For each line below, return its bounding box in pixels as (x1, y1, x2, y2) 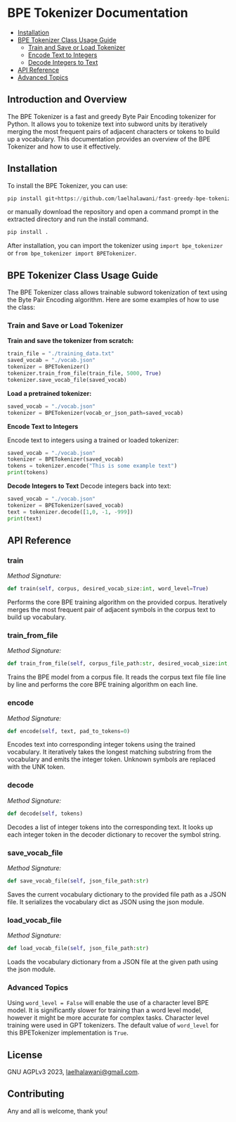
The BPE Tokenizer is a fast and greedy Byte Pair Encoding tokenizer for (7, 112, 216, 120)
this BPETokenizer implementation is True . (7, 1028, 129, 1037)
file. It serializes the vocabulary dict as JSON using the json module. (7, 897, 205, 906)
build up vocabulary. (7, 613, 67, 621)
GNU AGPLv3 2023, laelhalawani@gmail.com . (7, 1068, 140, 1076)
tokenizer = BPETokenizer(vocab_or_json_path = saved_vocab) (7, 409, 184, 416)
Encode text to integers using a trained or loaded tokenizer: (7, 435, 179, 444)
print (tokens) (7, 469, 49, 476)
